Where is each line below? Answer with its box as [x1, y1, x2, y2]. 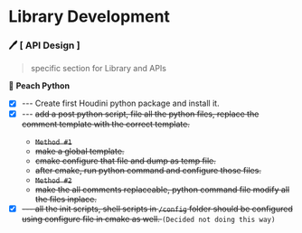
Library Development [8, 6, 171, 27]
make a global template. [34, 145, 125, 156]
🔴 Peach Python [8, 80, 70, 91]
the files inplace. [34, 193, 97, 204]
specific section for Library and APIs [30, 63, 167, 74]
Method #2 [34, 176, 73, 185]
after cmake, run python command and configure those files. [34, 164, 261, 175]
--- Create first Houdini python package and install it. [21, 98, 220, 109]
